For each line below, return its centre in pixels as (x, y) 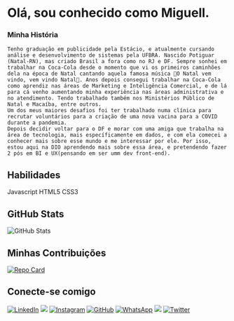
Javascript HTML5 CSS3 (43, 192)
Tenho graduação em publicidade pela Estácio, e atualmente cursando (111, 49)
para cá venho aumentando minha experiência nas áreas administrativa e (116, 93)
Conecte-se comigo (51, 292)
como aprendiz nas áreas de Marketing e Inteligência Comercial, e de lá (117, 86)
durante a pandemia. (37, 123)
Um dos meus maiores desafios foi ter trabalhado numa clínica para (109, 111)
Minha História (33, 35)
